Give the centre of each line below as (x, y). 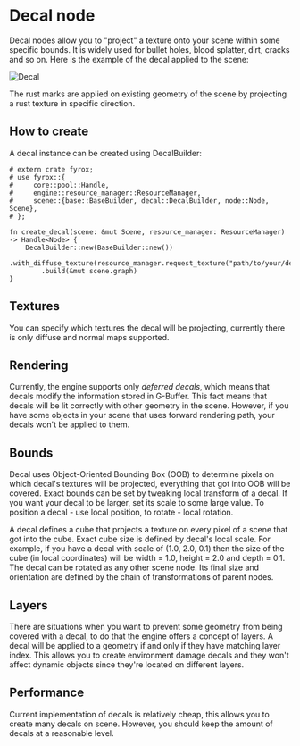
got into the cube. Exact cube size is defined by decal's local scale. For (140, 539)
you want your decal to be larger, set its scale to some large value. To (137, 503)
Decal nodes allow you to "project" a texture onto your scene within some (145, 40)
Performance (47, 693)
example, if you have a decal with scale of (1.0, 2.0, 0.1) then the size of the (147, 549)
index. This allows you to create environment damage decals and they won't (149, 655)
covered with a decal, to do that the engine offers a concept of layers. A (142, 636)
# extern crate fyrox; (51, 169)
